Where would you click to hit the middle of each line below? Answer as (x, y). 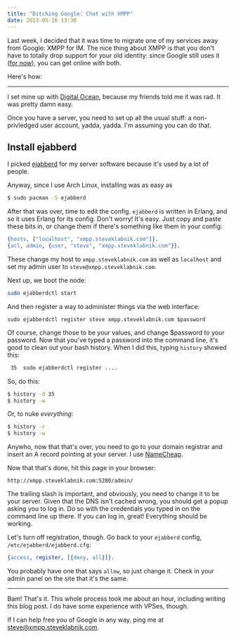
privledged (23, 125)
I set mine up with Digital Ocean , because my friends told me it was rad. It (114, 96)
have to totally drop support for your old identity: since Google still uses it (113, 55)
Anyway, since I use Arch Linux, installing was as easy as (90, 185)
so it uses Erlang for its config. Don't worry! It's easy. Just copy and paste (114, 219)
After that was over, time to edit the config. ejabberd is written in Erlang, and (117, 211)
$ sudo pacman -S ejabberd (47, 198)
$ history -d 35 (31, 394)
